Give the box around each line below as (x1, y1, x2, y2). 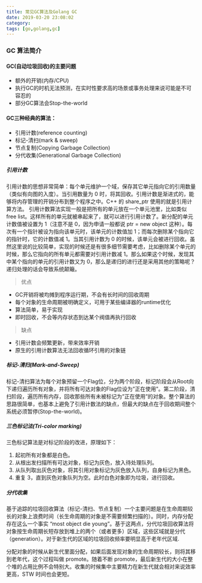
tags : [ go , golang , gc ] (6, 25, 61, 32)
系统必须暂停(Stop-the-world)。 (6, 407, 85, 415)
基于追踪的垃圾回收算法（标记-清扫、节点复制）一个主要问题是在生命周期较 (6, 505, 194, 513)
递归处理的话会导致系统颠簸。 (6, 265, 80, 272)
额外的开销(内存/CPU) (14, 77, 69, 84)
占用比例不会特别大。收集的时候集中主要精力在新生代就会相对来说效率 (22, 563, 196, 570)
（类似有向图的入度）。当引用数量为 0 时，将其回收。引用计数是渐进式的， (6, 190, 189, 197)
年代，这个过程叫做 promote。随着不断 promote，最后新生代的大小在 (16, 555, 188, 563)
